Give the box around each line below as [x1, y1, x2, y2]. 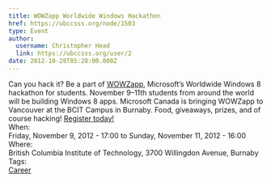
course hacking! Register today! [8, 113, 115, 123]
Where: [8, 139, 33, 149]
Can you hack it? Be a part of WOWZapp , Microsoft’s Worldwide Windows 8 [8, 78, 261, 89]
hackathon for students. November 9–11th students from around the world [8, 87, 255, 97]
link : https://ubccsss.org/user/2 [15, 49, 132, 57]
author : [8, 34, 35, 43]
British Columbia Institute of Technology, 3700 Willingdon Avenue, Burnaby [8, 147, 259, 158]
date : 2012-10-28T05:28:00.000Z [8, 57, 117, 66]
